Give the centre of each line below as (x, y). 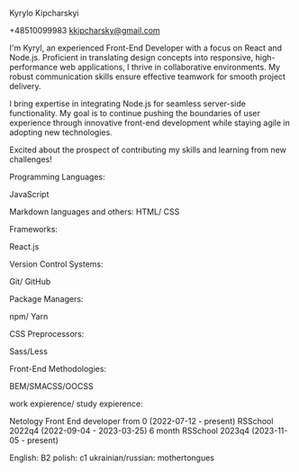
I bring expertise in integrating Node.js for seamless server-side (127, 104)
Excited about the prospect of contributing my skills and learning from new (148, 150)
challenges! (31, 159)
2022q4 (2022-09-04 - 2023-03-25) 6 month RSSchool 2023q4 (130, 431)
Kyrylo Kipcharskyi (44, 13)
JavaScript (29, 194)
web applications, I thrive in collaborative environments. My (170, 67)
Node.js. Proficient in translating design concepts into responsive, (131, 57)
